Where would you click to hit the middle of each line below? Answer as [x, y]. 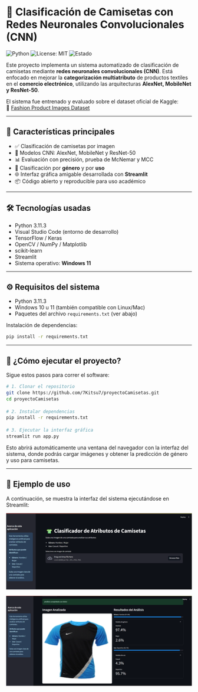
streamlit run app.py [33, 436]
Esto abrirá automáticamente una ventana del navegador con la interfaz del [97, 448]
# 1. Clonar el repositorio [41, 387]
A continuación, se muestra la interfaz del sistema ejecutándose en [88, 498]
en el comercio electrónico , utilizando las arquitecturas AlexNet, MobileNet [99, 84]
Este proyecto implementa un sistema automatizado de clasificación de [93, 65]
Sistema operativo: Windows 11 [53, 263]
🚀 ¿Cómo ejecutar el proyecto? [64, 360]
